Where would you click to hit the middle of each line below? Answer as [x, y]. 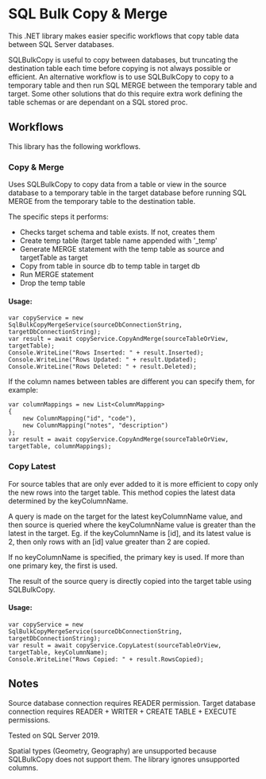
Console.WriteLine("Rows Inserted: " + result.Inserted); [106, 353]
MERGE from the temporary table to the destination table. [102, 202]
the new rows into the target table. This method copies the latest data [122, 492]
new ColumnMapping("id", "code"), [79, 419]
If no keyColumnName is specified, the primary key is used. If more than [126, 557]
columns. [23, 767]
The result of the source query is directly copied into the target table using [130, 581]
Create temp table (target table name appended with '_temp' [119, 241]
